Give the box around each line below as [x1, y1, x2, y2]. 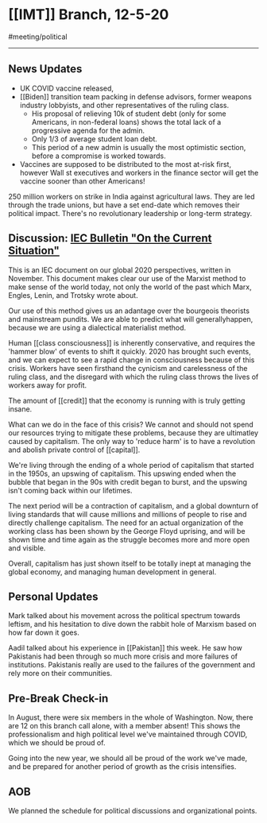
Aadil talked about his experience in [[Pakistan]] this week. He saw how [8, 643, 242, 653]
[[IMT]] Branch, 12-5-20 [8, 6, 169, 24]
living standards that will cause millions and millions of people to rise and [8, 509, 247, 519]
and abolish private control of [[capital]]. [8, 445, 141, 454]
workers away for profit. [8, 380, 87, 390]
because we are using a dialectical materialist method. [8, 323, 187, 332]
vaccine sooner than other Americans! [19, 176, 145, 186]
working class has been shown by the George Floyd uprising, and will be [8, 526, 246, 535]
